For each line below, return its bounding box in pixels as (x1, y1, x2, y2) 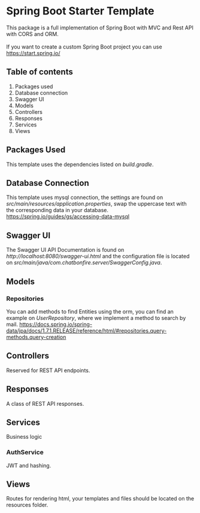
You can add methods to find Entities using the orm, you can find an (6, 307, 174, 315)
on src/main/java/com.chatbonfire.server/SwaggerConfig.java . (6, 259, 162, 266)
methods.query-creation (6, 333, 66, 340)
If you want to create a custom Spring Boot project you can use (6, 43, 163, 50)
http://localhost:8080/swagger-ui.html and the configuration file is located (6, 253, 190, 260)
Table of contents (6, 67, 73, 77)
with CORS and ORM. (6, 30, 59, 37)
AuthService (6, 448, 44, 457)
